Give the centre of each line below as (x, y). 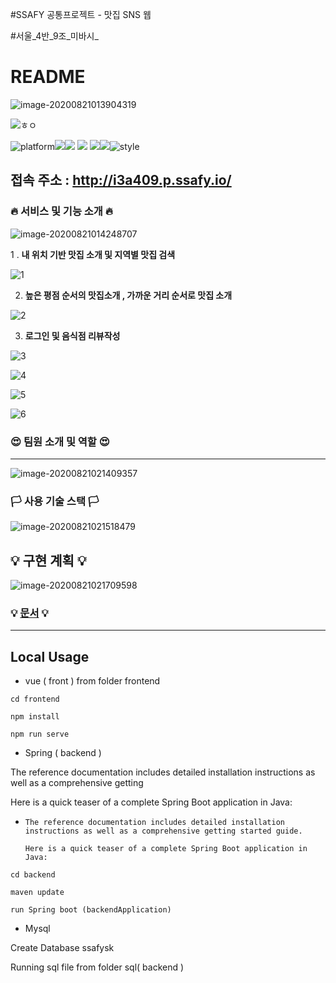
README (48, 77)
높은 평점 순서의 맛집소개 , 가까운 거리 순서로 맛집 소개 (128, 295)
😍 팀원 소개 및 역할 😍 (60, 441)
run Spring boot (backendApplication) (91, 910)
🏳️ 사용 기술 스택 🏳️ (55, 501)
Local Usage (50, 656)
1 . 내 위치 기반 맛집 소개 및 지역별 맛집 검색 (93, 254)
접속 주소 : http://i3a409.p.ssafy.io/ (121, 180)
